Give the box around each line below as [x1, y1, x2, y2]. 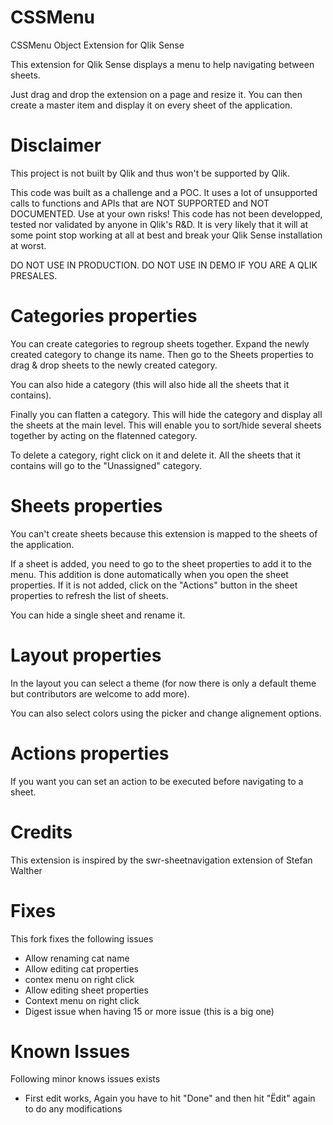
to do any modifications [24, 1103, 123, 1115]
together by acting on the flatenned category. [10, 429, 198, 441]
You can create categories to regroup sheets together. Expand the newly [10, 337, 310, 350]
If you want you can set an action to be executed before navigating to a [10, 775, 304, 787]
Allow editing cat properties [24, 962, 139, 975]
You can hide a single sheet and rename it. [10, 609, 186, 621]
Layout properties [10, 644, 162, 666]
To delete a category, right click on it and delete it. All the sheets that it [10, 449, 302, 461]
